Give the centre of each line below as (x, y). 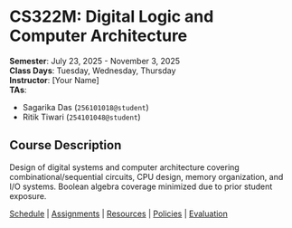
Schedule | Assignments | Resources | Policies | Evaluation (119, 214)
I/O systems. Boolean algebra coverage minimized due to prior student (141, 186)
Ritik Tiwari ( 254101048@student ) (82, 117)
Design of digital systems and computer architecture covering (124, 167)
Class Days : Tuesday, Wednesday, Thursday (93, 71)
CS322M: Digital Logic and (112, 17)
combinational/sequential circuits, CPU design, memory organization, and (146, 176)
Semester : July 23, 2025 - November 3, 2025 (95, 61)
